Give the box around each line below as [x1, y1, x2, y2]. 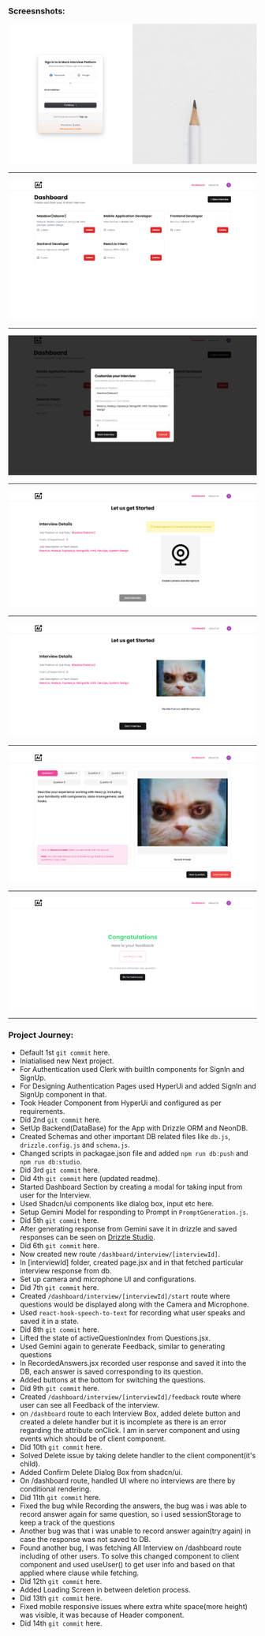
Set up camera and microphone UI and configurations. [19, 1274, 197, 1284]
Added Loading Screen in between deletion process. [19, 1585, 191, 1594]
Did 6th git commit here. [19, 1240, 100, 1250]
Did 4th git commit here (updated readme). [19, 1173, 160, 1183]
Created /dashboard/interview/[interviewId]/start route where [19, 1291, 230, 1300]
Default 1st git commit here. [19, 1047, 110, 1057]
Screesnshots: [8, 6, 65, 17]
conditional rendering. [19, 1484, 92, 1494]
